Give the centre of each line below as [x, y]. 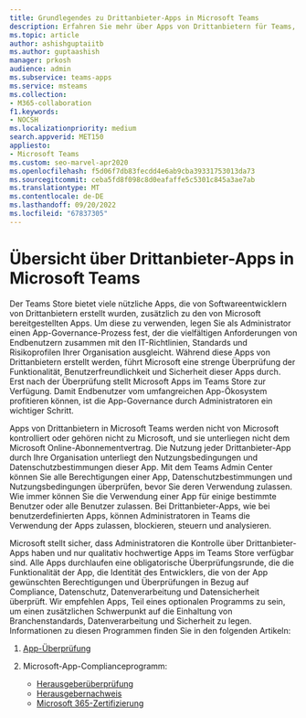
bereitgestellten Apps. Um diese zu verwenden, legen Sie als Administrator [150, 323]
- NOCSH [24, 120]
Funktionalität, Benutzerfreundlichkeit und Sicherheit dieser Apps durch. [145, 371]
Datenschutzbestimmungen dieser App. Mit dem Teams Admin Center [141, 466]
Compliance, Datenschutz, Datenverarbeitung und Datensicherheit [135, 592]
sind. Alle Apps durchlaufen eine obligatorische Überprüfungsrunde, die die [152, 563]
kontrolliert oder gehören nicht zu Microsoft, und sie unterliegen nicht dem [150, 438]
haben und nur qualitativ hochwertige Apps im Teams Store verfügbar [163, 552]
